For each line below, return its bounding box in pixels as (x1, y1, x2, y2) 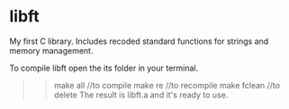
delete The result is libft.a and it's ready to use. (53, 89, 229, 100)
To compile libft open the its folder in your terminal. (9, 63, 199, 73)
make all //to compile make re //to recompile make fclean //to (53, 80, 281, 90)
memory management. (9, 45, 94, 55)
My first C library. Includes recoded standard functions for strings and (9, 36, 269, 46)
